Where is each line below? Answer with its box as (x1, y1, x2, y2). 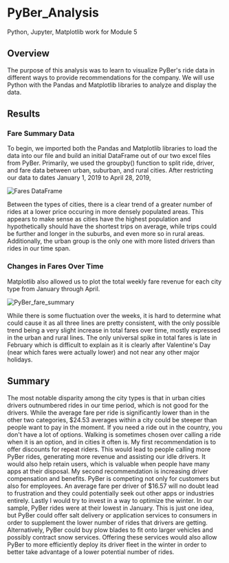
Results (7, 108, 41, 120)
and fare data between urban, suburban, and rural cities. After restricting (7, 166, 213, 175)
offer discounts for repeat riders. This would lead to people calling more (7, 445, 211, 453)
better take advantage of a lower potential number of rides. (7, 547, 175, 556)
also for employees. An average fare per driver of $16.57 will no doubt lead (7, 482, 219, 490)
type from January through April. (7, 284, 100, 293)
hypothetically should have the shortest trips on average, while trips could (7, 222, 217, 230)
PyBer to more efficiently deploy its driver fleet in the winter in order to (7, 540, 207, 549)
